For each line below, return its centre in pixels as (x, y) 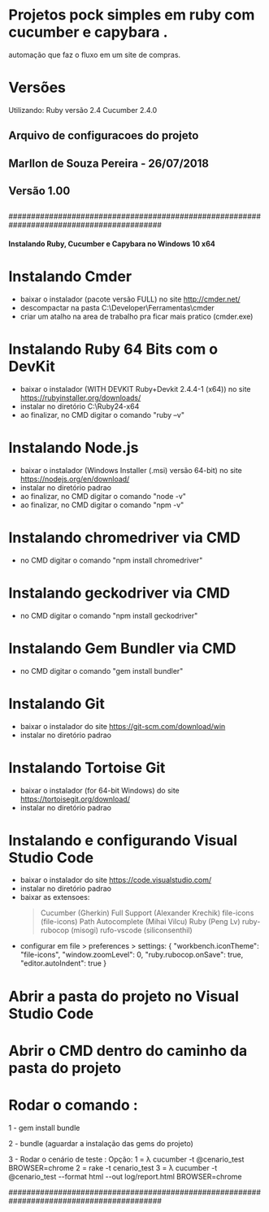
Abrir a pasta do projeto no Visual (124, 996)
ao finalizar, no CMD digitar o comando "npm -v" (102, 505)
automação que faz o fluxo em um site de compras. (95, 54)
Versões (37, 88)
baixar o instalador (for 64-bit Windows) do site (100, 790)
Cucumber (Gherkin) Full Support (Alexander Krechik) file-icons (147, 913)
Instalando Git (57, 704)
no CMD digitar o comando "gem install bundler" (102, 671)
